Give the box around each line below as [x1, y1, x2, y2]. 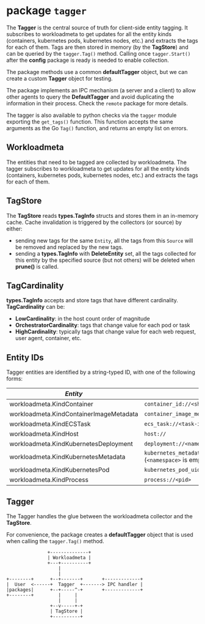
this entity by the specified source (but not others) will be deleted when [15, 256, 195, 264]
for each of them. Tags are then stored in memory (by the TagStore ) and [6, 43, 189, 51]
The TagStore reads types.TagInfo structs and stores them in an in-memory [6, 212, 199, 219]
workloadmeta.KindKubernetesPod [9, 466, 110, 474]
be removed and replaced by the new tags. [15, 243, 123, 251]
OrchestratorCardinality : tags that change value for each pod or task [15, 322, 190, 329]
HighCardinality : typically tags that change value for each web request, [15, 328, 196, 335]
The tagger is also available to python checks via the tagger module [6, 111, 177, 119]
